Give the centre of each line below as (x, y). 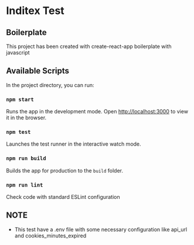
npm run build (26, 158)
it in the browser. (26, 118)
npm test (18, 132)
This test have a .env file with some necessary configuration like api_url (101, 229)
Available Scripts (38, 71)
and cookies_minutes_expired (50, 236)
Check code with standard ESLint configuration (63, 197)
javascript (18, 53)
